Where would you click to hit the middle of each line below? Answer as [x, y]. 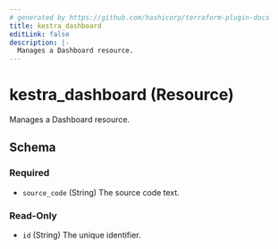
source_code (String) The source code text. [101, 192]
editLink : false [39, 34]
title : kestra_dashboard [55, 26]
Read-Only [34, 215]
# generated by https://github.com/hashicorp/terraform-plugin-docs [139, 17]
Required [29, 173]
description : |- [39, 42]
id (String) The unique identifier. [81, 235]
